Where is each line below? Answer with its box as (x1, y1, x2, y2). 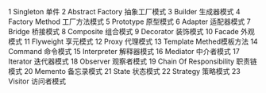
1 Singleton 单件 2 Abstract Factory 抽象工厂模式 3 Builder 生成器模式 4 (8, 7, 241, 16)
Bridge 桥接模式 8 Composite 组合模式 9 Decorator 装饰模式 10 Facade (8, 27, 240, 36)
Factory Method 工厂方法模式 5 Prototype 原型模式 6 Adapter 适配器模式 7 (8, 17, 252, 26)
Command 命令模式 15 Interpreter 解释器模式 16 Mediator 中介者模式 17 (8, 47, 240, 56)
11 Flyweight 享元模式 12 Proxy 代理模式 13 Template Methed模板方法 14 (23, 37, 258, 46)
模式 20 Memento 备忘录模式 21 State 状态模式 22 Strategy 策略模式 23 (8, 67, 241, 76)
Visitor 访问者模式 (8, 76, 66, 86)
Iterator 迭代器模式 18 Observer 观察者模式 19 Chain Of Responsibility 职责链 (8, 56, 258, 66)
